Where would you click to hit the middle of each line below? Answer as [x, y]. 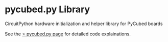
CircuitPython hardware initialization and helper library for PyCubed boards [84, 24]
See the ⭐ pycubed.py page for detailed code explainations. [68, 34]
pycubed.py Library [47, 9]
